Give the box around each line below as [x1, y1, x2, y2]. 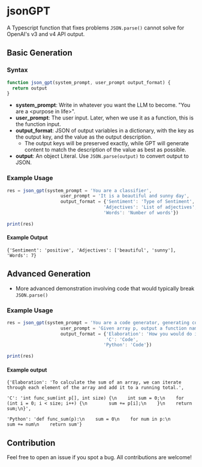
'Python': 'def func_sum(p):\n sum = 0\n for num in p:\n [7, 416, 171, 423]
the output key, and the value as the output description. [15, 133, 152, 140]
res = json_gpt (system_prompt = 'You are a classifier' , [7, 187, 152, 193]
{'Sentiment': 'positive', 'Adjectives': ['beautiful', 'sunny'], [7, 247, 176, 253]
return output [12, 85, 47, 91]
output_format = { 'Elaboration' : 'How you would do [60, 331, 192, 337]
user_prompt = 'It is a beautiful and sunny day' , [60, 193, 189, 199]
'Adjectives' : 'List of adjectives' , [103, 204, 198, 211]
